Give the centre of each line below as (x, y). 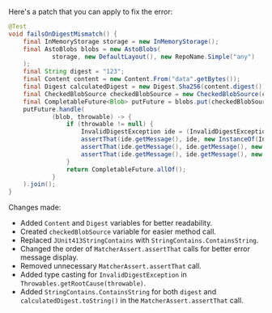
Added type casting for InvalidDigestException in (104, 275)
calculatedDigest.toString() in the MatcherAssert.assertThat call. (132, 300)
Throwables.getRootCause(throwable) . (83, 283)
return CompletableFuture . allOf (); (126, 169)
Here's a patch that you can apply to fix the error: (91, 12)
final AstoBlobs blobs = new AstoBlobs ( (92, 49)
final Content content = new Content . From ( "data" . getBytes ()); (132, 79)
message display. (49, 257)
